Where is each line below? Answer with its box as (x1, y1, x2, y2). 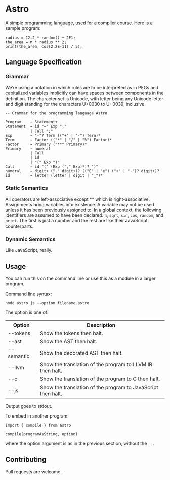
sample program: (5, 25, 41, 31)
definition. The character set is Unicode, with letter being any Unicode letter (5, 95, 163, 102)
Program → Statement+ (5, 119, 58, 124)
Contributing (5, 455, 47, 464)
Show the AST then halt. (39, 338, 98, 345)
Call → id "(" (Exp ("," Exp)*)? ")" (5, 164, 99, 169)
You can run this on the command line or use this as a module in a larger (5, 275, 156, 282)
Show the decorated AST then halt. (39, 349, 123, 357)
